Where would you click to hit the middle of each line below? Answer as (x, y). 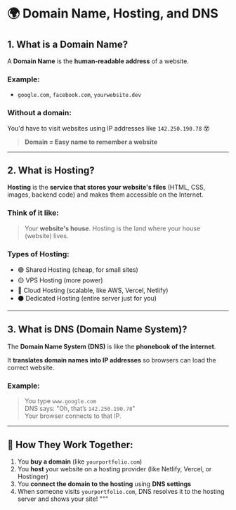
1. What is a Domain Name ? (68, 44)
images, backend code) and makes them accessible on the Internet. (105, 195)
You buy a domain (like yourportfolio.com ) (80, 462)
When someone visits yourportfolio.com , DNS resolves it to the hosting (121, 491)
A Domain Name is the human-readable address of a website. (98, 61)
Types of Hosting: (39, 254)
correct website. (31, 367)
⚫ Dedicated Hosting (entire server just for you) (87, 298)
